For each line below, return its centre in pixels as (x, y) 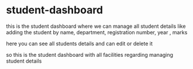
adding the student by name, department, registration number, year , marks (97, 32)
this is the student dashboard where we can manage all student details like (96, 26)
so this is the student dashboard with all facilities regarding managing (90, 55)
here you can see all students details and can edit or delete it (80, 43)
